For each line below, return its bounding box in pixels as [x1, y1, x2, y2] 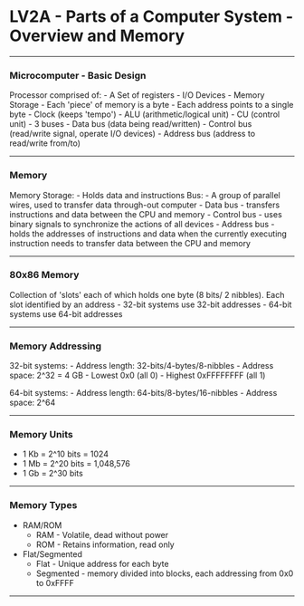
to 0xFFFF [35, 577, 74, 588]
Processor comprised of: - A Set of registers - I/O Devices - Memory [9, 90, 265, 101]
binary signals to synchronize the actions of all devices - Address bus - [9, 218, 275, 229]
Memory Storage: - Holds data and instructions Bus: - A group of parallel [9, 189, 280, 200]
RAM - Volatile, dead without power [35, 529, 169, 540]
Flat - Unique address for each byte [35, 558, 169, 569]
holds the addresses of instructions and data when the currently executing [9, 228, 288, 239]
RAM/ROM [22, 519, 62, 531]
